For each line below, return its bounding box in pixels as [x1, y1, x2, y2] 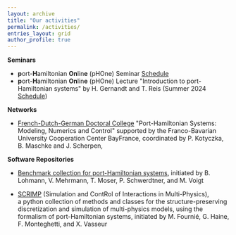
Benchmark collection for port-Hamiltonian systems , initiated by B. [17, 169, 211, 177]
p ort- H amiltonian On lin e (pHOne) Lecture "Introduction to [17, 77, 185, 85]
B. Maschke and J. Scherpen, [17, 141, 104, 150]
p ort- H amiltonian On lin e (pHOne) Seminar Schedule [17, 70, 169, 78]
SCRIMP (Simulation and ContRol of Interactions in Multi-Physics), [17, 190, 209, 198]
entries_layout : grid [7, 30, 71, 37]
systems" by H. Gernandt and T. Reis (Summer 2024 [54, 84, 206, 93]
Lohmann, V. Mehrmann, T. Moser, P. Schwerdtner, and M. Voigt [17, 177, 204, 185]
